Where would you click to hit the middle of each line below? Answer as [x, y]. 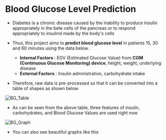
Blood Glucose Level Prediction [71, 9]
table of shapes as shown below [45, 88]
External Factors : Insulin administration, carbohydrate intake [82, 73]
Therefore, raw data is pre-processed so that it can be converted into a [85, 83]
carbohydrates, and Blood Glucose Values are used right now [75, 113]
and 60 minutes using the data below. [51, 48]
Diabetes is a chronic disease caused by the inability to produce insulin [85, 23]
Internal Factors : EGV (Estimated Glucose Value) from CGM [82, 57]
